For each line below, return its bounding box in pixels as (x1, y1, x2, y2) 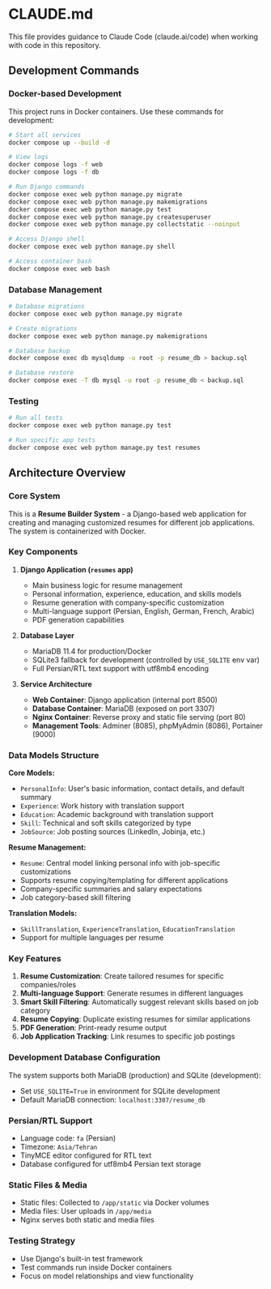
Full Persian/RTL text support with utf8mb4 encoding (32, 663, 209, 673)
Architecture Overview (8, 466, 126, 480)
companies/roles (19, 980, 77, 990)
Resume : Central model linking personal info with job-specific (19, 859, 221, 868)
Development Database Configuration (8, 1051, 161, 1063)
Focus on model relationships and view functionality (19, 1270, 194, 1281)
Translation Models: (8, 909, 78, 919)
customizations (19, 867, 71, 876)
